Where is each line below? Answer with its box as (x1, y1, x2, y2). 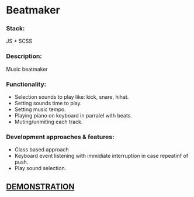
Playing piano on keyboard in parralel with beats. (14, 112, 133, 119)
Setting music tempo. (14, 106, 66, 113)
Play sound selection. (14, 165, 67, 172)
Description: (6, 52, 42, 60)
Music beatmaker (6, 65, 48, 72)
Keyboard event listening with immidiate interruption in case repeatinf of (14, 153, 189, 160)
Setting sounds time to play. (14, 100, 82, 107)
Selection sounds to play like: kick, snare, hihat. (14, 94, 129, 101)
